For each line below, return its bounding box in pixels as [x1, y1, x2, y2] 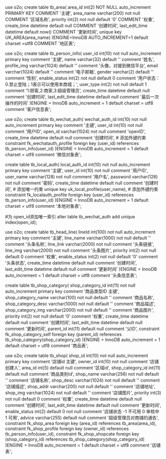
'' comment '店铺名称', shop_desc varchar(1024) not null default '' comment [5, 377, 160, 383]
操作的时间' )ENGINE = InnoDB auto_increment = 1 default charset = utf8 [5, 100, 154, 106]
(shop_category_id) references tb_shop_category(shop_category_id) [5, 437, 145, 442]
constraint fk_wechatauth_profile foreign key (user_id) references [5, 140, 139, 146]
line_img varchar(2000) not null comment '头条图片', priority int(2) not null [5, 247, 157, 253]
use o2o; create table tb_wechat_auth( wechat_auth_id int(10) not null [5, 116, 147, 122]
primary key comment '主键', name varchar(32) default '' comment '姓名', [5, 56, 155, 62]
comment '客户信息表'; [5, 106, 52, 112]
